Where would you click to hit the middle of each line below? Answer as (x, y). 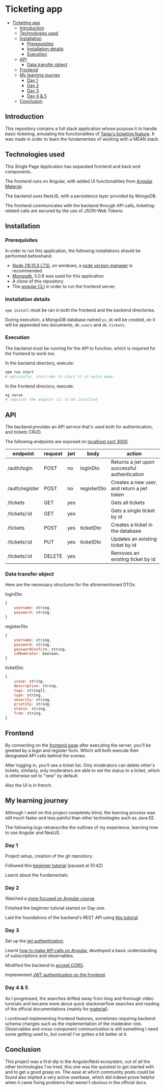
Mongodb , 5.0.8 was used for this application (58, 276)
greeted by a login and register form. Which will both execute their (72, 750)
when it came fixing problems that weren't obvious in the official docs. (76, 1082)
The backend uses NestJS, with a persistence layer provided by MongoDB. (81, 196)
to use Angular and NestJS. (33, 833)
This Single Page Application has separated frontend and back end (73, 166)
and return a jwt (129, 488)
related (12, 211)
